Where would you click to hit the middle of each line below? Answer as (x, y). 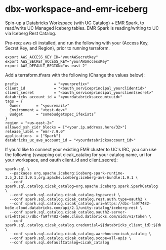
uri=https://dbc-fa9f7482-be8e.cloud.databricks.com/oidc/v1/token (76, 216)
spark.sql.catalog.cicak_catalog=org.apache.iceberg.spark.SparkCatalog (82, 186)
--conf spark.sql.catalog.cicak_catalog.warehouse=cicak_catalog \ (81, 234)
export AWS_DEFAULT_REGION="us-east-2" (46, 66)
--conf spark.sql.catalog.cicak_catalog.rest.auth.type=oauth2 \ (78, 199)
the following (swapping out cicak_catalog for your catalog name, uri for (78, 155)
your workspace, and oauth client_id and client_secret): (62, 160)
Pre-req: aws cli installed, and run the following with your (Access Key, (77, 42)
